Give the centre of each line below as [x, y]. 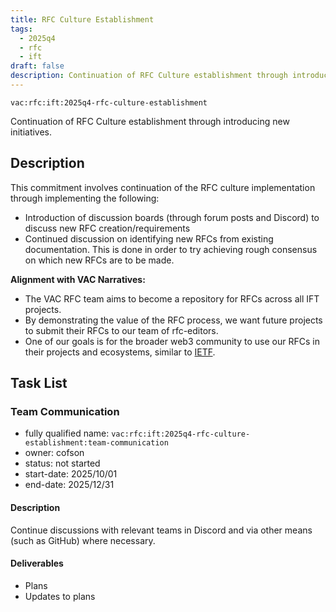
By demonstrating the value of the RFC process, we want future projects [173, 320]
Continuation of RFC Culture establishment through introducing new [150, 121]
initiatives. [31, 132]
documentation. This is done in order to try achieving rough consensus [171, 249]
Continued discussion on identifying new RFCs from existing [149, 238]
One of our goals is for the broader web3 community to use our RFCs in [172, 341]
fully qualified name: [67, 433]
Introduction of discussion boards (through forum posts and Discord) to [172, 217]
